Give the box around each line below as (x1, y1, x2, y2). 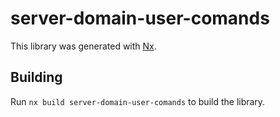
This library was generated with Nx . (10, 40, 157, 52)
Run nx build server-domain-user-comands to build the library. (10, 95, 266, 107)
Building (10, 69, 63, 86)
